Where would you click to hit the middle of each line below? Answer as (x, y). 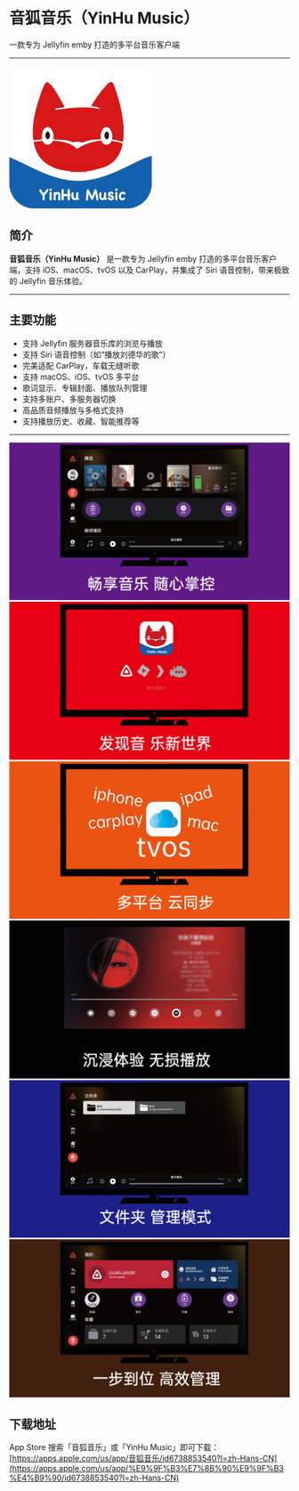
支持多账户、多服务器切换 (69, 399)
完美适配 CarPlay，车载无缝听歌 (81, 365)
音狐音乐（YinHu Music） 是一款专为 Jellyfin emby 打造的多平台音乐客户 (143, 258)
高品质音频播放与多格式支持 (73, 409)
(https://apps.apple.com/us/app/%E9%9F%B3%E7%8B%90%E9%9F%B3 (147, 1469)
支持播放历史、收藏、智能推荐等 (81, 421)
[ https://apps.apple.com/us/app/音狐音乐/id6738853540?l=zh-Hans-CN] (143, 1459)
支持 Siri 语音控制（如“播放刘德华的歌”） (96, 354)
